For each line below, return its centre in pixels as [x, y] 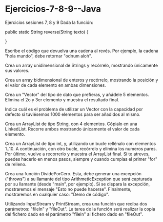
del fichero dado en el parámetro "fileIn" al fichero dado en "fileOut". [74, 214]
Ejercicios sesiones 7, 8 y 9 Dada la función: [49, 22]
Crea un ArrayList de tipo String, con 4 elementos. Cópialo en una [71, 124]
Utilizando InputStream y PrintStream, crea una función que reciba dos [76, 203]
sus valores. [17, 70]
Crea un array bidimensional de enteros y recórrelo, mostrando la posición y [82, 80]
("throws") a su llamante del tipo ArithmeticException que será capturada [79, 179]
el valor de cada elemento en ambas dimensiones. [56, 85]
